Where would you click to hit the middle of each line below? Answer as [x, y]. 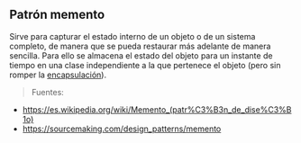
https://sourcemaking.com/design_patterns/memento [122, 129]
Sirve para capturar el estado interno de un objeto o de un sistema [132, 36]
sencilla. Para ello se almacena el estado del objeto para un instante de [141, 55]
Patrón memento [57, 15]
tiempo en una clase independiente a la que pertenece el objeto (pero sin [145, 65]
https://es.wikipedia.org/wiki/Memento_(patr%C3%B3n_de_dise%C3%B [157, 109]
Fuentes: [48, 92]
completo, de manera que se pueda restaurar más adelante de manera [140, 46]
